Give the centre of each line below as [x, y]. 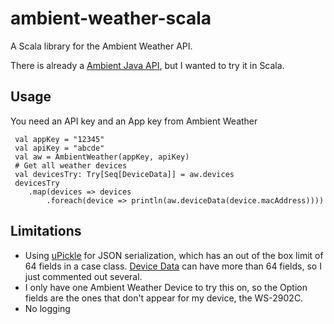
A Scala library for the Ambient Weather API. [101, 46]
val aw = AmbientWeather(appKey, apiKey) [102, 157]
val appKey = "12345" [59, 139]
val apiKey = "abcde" [59, 148]
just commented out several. [83, 276]
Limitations [46, 231]
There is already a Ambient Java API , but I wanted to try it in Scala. [147, 65]
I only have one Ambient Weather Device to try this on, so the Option [166, 287]
